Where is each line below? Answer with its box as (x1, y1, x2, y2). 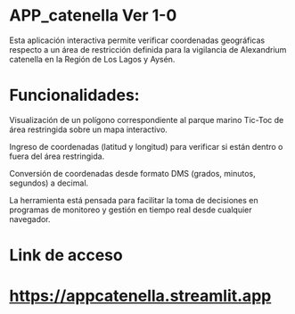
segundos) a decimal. (9, 178, 89, 188)
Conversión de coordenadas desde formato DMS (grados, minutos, (9, 168, 256, 178)
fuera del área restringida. (9, 151, 105, 161)
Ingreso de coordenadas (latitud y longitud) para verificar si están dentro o (9, 141, 283, 152)
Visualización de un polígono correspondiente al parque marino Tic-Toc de (9, 114, 284, 125)
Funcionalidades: (9, 86, 140, 105)
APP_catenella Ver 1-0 (9, 5, 177, 26)
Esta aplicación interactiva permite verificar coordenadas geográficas (9, 35, 266, 45)
